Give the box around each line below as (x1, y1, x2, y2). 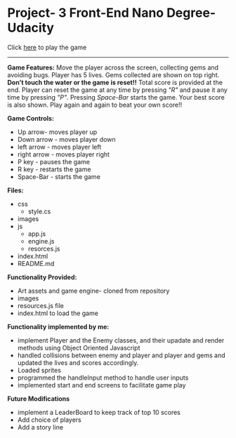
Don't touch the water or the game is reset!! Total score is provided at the (7, 78, 223, 86)
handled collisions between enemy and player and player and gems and (17, 351, 226, 359)
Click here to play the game (7, 43, 87, 51)
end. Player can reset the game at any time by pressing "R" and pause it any (7, 86, 228, 94)
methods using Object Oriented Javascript (17, 343, 140, 352)
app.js (27, 230, 46, 238)
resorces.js (27, 244, 60, 253)
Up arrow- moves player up (17, 128, 97, 136)
